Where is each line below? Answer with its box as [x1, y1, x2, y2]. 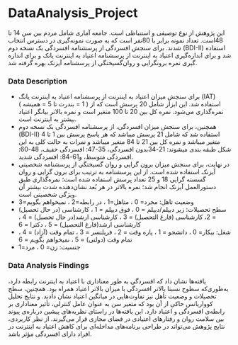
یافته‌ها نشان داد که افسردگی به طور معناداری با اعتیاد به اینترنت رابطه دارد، [8, 276, 206, 285]
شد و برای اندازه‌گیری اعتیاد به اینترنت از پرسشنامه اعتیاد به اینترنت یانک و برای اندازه [8, 51, 232, 60]
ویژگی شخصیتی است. [18, 190, 77, 199]
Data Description [8, 76, 68, 86]
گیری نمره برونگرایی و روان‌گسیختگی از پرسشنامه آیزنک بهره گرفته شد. [8, 58, 198, 67]
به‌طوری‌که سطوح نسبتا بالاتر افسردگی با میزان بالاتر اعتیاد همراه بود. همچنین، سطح [8, 284, 229, 293]
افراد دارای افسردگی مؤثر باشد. [8, 329, 92, 338]
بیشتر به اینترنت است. [18, 115, 77, 123]
